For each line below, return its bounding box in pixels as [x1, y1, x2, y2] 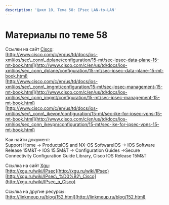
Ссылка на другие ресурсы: [5, 188, 66, 194]
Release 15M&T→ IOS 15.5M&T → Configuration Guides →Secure [5, 147, 140, 153]
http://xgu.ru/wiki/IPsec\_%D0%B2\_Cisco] [7, 173, 96, 179]
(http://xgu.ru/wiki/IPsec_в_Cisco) [5, 178, 76, 185]
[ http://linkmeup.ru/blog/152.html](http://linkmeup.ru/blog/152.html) [5, 193, 146, 200]
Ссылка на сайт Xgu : [5, 162, 50, 169]
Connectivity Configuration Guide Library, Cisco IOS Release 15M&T [5, 152, 147, 158]
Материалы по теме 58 [5, 29, 108, 40]
